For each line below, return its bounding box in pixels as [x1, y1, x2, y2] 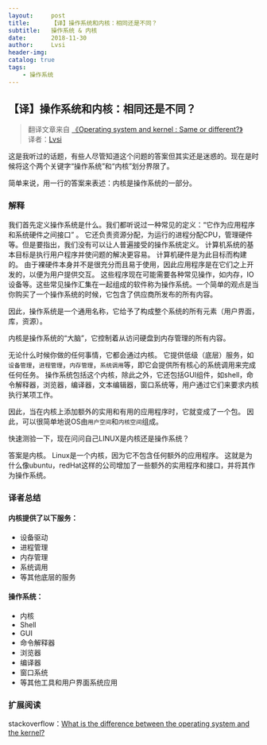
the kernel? [8, 728, 45, 738]
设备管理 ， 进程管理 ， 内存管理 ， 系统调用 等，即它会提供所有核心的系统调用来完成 [8, 359, 257, 370]
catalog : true [8, 56, 56, 64]
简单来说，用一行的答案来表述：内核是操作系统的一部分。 [8, 178, 196, 188]
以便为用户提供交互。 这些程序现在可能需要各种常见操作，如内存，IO [29, 270, 254, 279]
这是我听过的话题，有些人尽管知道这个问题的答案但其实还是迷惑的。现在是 [8, 152, 252, 161]
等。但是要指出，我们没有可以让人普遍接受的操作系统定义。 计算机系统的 [8, 239, 247, 249]
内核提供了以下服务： [8, 514, 78, 523]
